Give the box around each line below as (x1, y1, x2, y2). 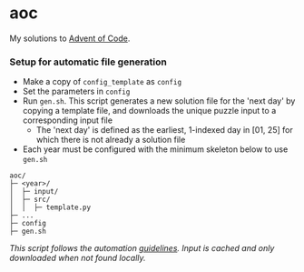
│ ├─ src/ (9, 195, 51, 205)
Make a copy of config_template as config (22, 76, 182, 87)
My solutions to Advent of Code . (9, 33, 131, 44)
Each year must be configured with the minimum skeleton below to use (22, 144, 289, 155)
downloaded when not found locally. (9, 253, 147, 264)
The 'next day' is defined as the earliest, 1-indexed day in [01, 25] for (35, 125, 293, 136)
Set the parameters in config (22, 86, 131, 97)
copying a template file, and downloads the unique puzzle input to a (22, 106, 277, 116)
